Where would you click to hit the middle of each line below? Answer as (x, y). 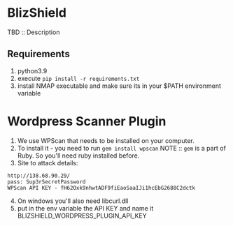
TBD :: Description (34, 32)
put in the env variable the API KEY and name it (85, 208)
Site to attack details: (48, 163)
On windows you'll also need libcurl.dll (73, 201)
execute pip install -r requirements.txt (78, 78)
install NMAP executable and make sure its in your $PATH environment (119, 86)
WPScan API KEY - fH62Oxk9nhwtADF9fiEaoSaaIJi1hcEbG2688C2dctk (101, 188)
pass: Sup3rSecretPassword (47, 182)
